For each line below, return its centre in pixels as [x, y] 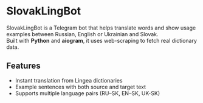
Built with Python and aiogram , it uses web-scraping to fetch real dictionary [102, 40]
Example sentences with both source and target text [81, 87]
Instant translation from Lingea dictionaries [69, 80]
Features [23, 66]
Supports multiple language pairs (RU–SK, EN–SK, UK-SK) [87, 93]
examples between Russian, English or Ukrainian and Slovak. [83, 34]
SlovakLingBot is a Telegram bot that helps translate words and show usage [101, 28]
